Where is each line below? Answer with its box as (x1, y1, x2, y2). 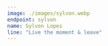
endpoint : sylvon (7, 16, 57, 23)
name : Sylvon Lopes (7, 22, 63, 29)
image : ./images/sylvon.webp (7, 9, 90, 17)
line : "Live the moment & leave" (7, 28, 103, 36)
